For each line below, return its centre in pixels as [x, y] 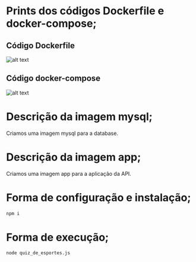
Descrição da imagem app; [74, 157]
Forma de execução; [57, 237]
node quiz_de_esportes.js [38, 253]
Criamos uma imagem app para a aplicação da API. [69, 173]
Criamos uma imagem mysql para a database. [62, 133]
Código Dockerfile [41, 45]
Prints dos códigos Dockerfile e [85, 11]
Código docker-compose [53, 78]
